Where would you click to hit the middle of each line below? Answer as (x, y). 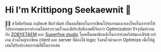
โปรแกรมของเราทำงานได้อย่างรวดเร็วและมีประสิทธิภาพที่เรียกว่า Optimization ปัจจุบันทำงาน (80, 29)
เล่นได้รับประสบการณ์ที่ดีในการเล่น (32, 45)
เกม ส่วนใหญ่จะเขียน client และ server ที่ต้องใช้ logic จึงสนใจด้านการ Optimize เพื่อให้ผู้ (80, 40)
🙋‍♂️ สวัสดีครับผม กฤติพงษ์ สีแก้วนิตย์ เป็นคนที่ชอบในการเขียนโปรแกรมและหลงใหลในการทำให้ (80, 23)
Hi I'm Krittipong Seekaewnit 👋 (68, 10)
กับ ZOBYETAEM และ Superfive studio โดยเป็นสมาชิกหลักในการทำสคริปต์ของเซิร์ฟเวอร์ (80, 34)
